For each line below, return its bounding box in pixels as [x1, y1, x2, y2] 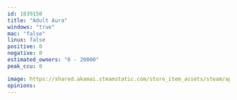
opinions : [7, 82, 37, 89]
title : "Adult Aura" [7, 17, 68, 24]
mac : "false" [7, 30, 46, 37]
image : [7, 75, 27, 82]
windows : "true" [7, 23, 55, 30]
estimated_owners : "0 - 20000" [7, 56, 99, 63]
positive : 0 [7, 43, 42, 50]
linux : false [7, 37, 46, 44]
